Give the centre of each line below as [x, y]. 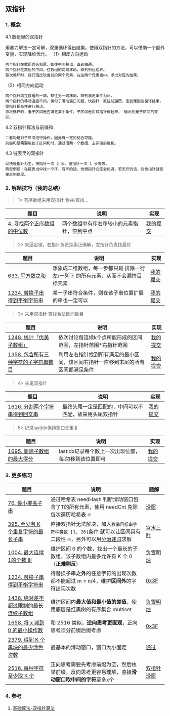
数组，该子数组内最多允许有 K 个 [89, 557]
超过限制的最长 [26, 606]
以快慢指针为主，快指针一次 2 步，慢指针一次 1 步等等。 [57, 163]
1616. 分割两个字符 [31, 406]
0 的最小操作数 [25, 630]
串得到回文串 [23, 414]
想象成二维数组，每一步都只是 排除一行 [99, 268]
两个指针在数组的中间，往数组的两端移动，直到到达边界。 [56, 70]
